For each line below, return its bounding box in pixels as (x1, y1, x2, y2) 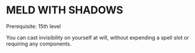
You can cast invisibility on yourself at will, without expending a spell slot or (6, 34, 190, 41)
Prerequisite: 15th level (6, 23, 61, 30)
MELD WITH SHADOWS (6, 3, 124, 17)
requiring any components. (6, 40, 72, 47)
